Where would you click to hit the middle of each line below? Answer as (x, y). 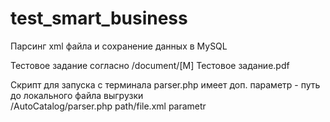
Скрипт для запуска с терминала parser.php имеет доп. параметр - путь (165, 84)
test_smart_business (99, 18)
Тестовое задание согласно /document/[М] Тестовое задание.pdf (150, 65)
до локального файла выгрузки (77, 95)
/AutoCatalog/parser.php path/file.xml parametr (108, 106)
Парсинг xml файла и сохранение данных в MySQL (119, 46)
